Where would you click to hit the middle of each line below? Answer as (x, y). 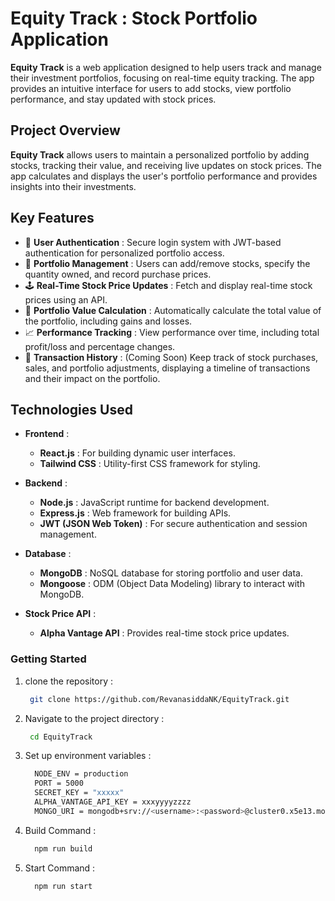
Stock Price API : (60, 614)
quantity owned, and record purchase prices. (118, 274)
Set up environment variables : (88, 756)
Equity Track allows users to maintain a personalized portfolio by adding (160, 154)
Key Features (52, 218)
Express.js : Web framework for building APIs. (135, 513)
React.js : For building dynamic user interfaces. (137, 453)
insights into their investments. (73, 186)
